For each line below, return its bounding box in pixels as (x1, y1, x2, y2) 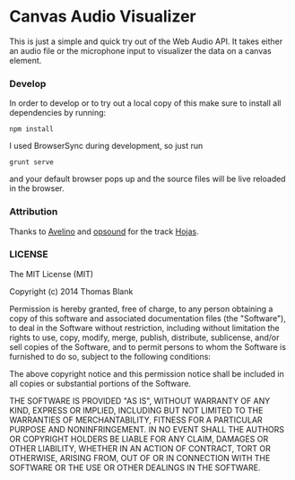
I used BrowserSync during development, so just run (9, 141, 204, 152)
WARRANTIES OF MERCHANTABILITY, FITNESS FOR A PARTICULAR (9, 415, 263, 425)
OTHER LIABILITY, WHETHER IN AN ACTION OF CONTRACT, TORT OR (9, 442, 271, 454)
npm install (9, 125, 54, 134)
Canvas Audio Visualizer (9, 6, 196, 27)
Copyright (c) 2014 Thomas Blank (9, 285, 134, 297)
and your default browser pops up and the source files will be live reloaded (9, 173, 286, 185)
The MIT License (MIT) (9, 268, 94, 279)
